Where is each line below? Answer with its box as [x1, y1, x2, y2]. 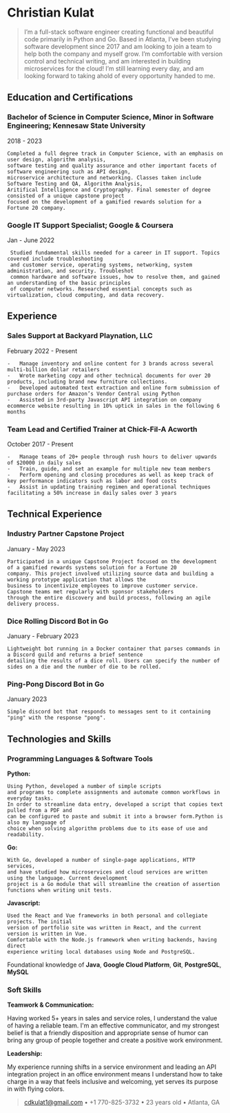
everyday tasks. [7, 795, 54, 802]
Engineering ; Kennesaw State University [7, 121, 146, 130]
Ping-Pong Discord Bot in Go [7, 679, 105, 689]
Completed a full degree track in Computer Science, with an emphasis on [7, 150, 224, 157]
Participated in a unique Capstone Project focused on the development [7, 558, 217, 565]
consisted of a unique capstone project [7, 192, 125, 199]
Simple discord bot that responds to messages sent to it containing [7, 709, 211, 716]
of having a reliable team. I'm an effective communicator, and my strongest [7, 1021, 220, 1030]
